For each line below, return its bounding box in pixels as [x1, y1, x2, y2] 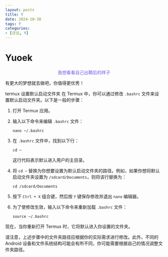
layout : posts [5, 7, 35, 13]
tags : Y [5, 21, 21, 27]
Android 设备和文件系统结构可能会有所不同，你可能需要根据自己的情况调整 [5, 240, 158, 246]
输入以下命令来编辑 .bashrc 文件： [12, 118, 83, 124]
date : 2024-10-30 [5, 17, 41, 22]
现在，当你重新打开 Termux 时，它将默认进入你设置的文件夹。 [5, 223, 133, 229]
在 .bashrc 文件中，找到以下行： [12, 137, 79, 143]
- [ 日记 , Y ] [5, 31, 28, 36]
